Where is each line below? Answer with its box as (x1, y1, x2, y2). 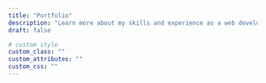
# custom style (8, 40, 59, 48)
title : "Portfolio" (8, 11, 73, 20)
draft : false (8, 26, 51, 34)
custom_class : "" (8, 48, 66, 56)
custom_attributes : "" (8, 55, 83, 63)
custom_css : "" (8, 62, 59, 71)
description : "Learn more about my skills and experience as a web (8, 19, 236, 27)
